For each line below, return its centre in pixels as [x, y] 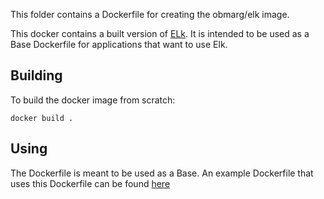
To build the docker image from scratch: [93, 100]
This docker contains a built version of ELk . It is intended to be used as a [160, 33]
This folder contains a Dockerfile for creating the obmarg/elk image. [150, 14]
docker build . [42, 118]
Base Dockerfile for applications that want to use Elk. [119, 44]
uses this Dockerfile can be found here [90, 183]
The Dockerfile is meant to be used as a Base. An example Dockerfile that [162, 173]
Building [36, 75]
